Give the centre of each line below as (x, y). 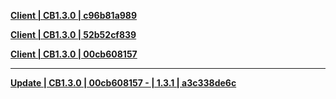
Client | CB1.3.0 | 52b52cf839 (73, 34)
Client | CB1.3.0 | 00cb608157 (74, 54)
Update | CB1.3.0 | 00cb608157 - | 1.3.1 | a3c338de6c (123, 83)
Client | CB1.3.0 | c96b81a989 (74, 15)
